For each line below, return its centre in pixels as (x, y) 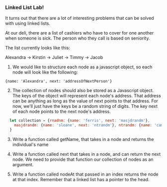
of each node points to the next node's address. (61, 112)
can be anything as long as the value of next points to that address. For (85, 101)
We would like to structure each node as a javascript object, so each (82, 67)
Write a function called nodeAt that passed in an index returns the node (85, 174)
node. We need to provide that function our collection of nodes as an (83, 159)
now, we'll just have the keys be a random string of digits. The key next (85, 106)
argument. (23, 164)
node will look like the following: (45, 72)
